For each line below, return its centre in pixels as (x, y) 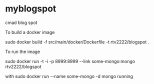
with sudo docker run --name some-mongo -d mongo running (69, 76)
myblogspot (31, 9)
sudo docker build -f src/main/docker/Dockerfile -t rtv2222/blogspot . (77, 42)
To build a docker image (30, 32)
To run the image (23, 51)
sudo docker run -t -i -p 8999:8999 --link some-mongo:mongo (70, 61)
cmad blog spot (21, 22)
